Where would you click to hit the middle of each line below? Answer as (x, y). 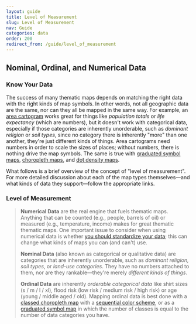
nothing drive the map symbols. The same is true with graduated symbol (93, 154)
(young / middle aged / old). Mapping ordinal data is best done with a (104, 296)
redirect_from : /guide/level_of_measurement (61, 45)
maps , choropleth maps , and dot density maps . (63, 159)
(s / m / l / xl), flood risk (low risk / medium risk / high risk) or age (99, 290)
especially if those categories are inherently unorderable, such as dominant (97, 128)
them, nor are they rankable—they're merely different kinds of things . (104, 272)
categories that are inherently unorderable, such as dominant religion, (104, 260)
